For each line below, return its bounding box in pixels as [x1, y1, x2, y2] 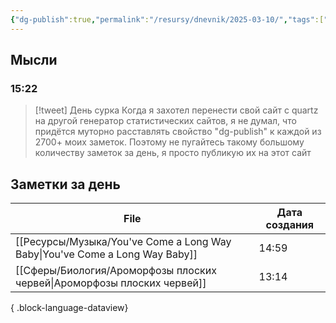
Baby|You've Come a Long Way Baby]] [15, 247, 198, 261]
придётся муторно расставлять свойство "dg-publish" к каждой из [34, 126, 322, 138]
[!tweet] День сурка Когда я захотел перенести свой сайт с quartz [34, 104, 319, 116]
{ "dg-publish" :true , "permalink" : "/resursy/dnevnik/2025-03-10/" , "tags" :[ [10, 14, 325, 25]
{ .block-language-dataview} [10, 302, 129, 314]
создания [265, 218, 315, 232]
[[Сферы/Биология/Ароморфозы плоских [15, 264, 217, 278]
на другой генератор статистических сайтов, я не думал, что [34, 115, 297, 127]
